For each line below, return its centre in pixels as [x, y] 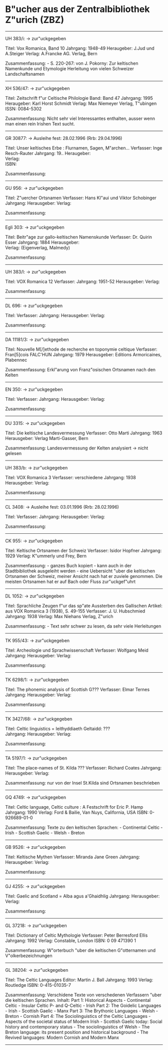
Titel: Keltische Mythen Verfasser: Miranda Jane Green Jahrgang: [72, 857]
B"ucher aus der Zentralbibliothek [77, 9]
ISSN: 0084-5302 [23, 108]
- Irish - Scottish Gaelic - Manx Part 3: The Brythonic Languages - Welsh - [82, 1011]
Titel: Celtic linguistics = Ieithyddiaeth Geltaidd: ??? [58, 728]
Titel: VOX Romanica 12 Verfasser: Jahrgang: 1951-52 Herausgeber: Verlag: [82, 281]
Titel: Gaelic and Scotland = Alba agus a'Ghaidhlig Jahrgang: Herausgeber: [82, 896]
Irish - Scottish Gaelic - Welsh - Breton [45, 833]
